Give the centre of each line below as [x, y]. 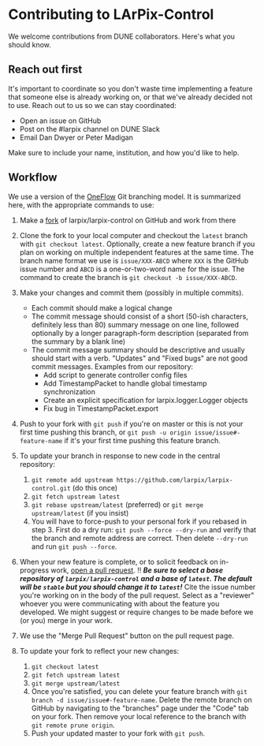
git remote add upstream [72, 480]
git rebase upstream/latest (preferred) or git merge [117, 504]
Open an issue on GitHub [60, 121]
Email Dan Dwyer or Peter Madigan [76, 137]
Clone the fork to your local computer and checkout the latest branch [134, 235]
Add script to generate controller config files [115, 375]
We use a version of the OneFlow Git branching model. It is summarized [125, 196]
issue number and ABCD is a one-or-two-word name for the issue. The [132, 269]
